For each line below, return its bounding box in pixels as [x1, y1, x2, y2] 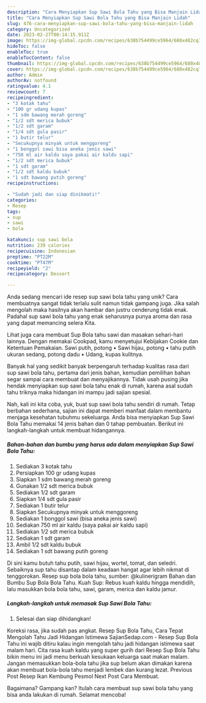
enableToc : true [7, 49, 48, 55]
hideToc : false [7, 44, 46, 50]
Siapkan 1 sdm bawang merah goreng [15, 476, 111, 483]
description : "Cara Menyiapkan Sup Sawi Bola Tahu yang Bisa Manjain [7, 9, 188, 15]
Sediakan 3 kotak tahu [15, 463, 73, 470]
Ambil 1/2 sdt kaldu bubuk [15, 541, 82, 548]
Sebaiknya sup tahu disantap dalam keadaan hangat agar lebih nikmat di [7, 566, 189, 573]
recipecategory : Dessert [7, 271, 70, 277]
